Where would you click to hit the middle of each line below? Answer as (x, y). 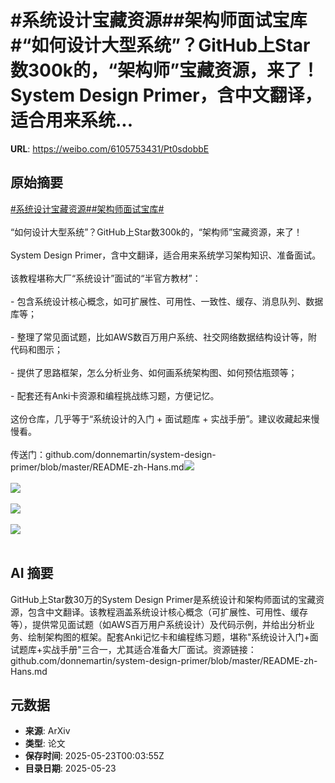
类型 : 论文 (45, 743)
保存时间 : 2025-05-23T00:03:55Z (94, 756)
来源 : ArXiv (47, 731)
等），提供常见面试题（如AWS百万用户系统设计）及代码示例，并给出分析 (158, 624)
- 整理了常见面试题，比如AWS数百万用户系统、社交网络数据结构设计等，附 (164, 337)
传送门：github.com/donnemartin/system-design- (113, 454)
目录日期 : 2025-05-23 (70, 768)
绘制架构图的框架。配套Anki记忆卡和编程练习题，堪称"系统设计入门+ (168, 637)
